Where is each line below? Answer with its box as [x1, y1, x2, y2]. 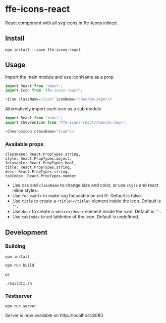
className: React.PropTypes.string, [5, 152, 81, 157]
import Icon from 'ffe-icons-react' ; [5, 88, 83, 93]
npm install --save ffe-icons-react [5, 47, 81, 52]
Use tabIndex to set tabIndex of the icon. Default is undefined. [12, 214, 140, 220]
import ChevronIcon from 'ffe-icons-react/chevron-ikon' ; [5, 120, 127, 125]
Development [5, 228, 48, 236]
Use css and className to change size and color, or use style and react [12, 182, 159, 188]
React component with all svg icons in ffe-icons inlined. [5, 20, 118, 26]
